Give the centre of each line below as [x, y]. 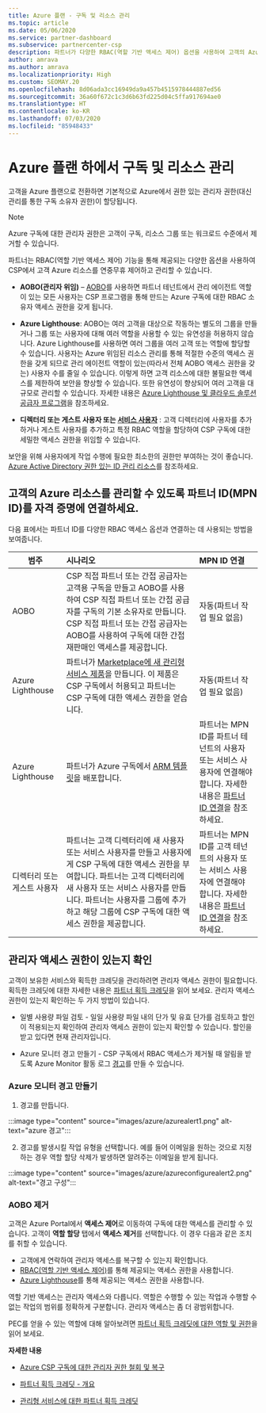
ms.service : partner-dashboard [60, 38]
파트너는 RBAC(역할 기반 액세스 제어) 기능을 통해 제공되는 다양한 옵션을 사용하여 [132, 260]
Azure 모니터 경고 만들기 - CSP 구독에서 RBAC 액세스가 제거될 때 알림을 [131, 1054]
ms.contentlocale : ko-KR [49, 112]
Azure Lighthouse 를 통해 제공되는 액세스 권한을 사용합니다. [112, 1280]
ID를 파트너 [219, 736]
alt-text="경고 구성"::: [42, 1182]
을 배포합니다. [97, 777]
